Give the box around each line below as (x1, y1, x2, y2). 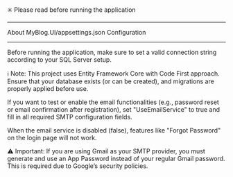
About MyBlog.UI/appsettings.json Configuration (7, 28, 146, 36)
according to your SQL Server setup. (7, 56, 112, 64)
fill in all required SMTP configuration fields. (7, 113, 133, 121)
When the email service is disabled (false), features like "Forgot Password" (7, 126, 221, 134)
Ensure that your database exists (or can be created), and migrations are (7, 77, 215, 85)
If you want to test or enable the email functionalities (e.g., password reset (7, 98, 220, 106)
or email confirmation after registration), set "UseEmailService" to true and (7, 106, 221, 113)
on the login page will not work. (7, 134, 97, 142)
